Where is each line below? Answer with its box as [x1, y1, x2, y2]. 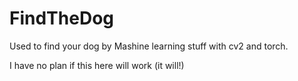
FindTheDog [9, 7, 114, 30]
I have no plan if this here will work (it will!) [9, 59, 185, 71]
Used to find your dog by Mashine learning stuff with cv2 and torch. [9, 40, 289, 52]
